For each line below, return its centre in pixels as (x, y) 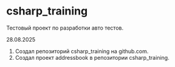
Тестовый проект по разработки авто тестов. (65, 28)
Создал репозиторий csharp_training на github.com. (82, 51)
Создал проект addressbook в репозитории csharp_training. (92, 57)
